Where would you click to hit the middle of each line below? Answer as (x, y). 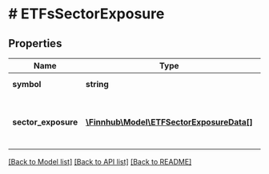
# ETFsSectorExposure (86, 14)
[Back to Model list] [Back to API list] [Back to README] (100, 162)
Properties (35, 43)
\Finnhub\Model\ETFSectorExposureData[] (169, 122)
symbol (27, 84)
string (97, 84)
